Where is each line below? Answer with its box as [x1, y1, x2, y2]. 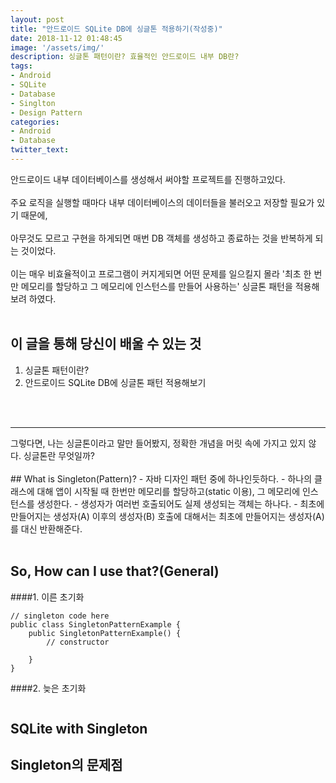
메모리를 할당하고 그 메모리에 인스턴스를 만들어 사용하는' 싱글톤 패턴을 [20, 280, 293, 292]
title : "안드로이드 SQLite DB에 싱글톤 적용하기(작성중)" [10, 24, 223, 34]
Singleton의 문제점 [10, 757, 123, 774]
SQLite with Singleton [10, 720, 148, 737]
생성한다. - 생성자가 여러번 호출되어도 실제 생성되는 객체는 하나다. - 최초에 [36, 497, 325, 510]
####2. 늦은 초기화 [10, 682, 87, 694]
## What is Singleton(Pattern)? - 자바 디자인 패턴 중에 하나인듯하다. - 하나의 [10, 472, 313, 485]
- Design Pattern [10, 107, 83, 118]
